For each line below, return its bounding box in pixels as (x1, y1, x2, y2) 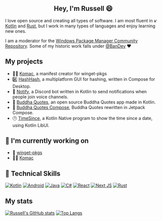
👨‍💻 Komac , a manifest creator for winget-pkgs (12, 70, 108, 76)
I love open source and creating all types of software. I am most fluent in (5, 17, 153, 23)
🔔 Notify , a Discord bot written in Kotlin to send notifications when (12, 88, 147, 94)
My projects (5, 57, 43, 66)
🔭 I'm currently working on (5, 137, 89, 145)
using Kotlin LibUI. (12, 122, 50, 128)
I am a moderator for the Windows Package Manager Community (5, 38, 138, 44)
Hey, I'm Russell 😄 (54, 4, 113, 13)
